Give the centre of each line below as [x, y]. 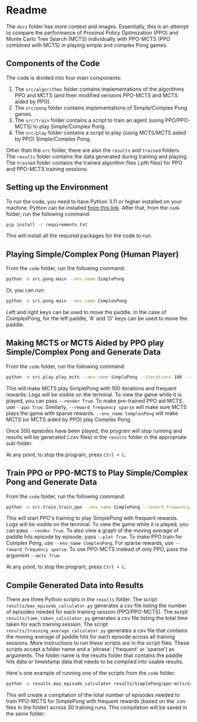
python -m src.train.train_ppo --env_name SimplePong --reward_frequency [98, 507]
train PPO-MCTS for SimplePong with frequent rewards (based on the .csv [96, 701]
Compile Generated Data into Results [75, 585]
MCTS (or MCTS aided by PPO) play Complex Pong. [69, 419]
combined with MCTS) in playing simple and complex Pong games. [87, 45]
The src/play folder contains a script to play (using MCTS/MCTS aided [100, 132]
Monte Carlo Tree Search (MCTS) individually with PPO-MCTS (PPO [88, 39]
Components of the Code [53, 64]
